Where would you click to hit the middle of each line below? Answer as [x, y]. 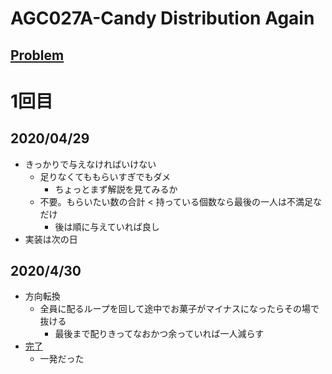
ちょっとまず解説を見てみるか [116, 189]
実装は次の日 [51, 239]
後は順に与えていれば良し [107, 226]
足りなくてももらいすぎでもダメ [105, 176]
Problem [37, 55]
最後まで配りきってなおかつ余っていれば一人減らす [159, 334]
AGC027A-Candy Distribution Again [162, 18]
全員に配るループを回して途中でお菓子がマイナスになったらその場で [179, 309]
